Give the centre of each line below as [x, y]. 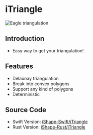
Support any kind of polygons [43, 89]
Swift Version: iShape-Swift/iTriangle [50, 122]
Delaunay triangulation [35, 78]
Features [19, 67]
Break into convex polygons [41, 84]
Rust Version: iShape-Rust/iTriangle [49, 127]
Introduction [25, 39]
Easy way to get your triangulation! [48, 50]
